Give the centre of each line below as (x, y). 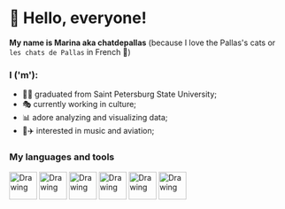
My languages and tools (62, 157)
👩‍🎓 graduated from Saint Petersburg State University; (119, 94)
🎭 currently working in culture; (79, 104)
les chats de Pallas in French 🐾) (70, 51)
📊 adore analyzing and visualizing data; (95, 118)
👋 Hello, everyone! (78, 18)
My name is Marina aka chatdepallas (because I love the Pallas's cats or (142, 43)
